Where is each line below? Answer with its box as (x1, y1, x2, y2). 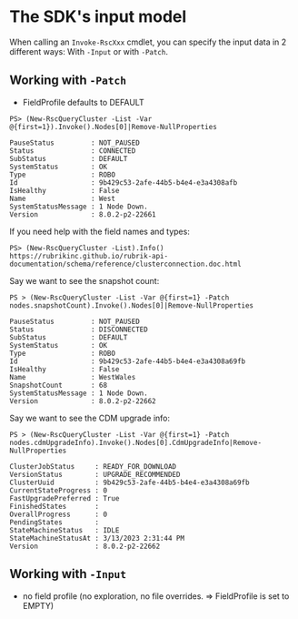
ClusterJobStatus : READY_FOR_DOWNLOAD (9, 462, 177, 471)
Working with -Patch (9, 73, 127, 88)
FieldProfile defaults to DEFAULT (22, 96, 144, 107)
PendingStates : (9, 517, 100, 527)
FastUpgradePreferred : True (9, 493, 120, 502)
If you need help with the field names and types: (9, 226, 191, 237)
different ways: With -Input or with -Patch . (9, 46, 168, 56)
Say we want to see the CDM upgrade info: (9, 412, 171, 423)
